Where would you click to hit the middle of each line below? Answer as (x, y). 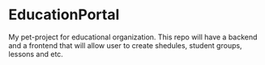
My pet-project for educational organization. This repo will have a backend (133, 37)
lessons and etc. (36, 54)
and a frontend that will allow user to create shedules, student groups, (125, 45)
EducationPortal (64, 15)
